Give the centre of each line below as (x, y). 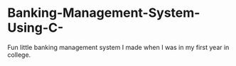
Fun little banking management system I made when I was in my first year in (118, 47)
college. (19, 55)
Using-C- (36, 28)
